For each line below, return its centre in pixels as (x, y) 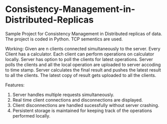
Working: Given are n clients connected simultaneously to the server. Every (83, 48)
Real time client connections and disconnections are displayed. (77, 100)
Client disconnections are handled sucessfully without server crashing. (86, 105)
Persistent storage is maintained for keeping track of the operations (82, 110)
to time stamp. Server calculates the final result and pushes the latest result (83, 70)
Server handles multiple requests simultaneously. (63, 94)
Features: (15, 85)
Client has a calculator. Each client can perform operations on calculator (80, 54)
